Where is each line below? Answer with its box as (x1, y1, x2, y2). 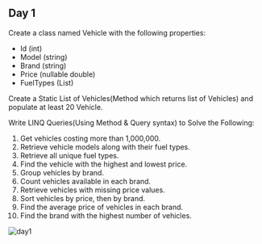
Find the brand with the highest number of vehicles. (19, 210, 192, 221)
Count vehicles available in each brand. (19, 176, 152, 186)
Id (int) (19, 44, 43, 53)
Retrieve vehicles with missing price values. (19, 185, 165, 195)
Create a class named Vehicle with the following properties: (8, 27, 206, 37)
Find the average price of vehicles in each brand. (19, 202, 184, 212)
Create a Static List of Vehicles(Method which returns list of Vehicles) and (8, 93, 254, 103)
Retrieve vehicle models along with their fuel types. (19, 141, 191, 152)
